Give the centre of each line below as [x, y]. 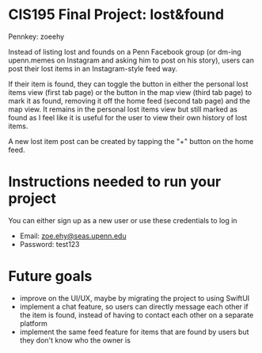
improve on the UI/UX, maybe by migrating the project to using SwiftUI [135, 298]
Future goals [50, 277]
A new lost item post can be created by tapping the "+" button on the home [131, 141]
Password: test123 [50, 244]
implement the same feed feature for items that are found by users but [134, 332]
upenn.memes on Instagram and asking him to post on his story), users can [131, 60]
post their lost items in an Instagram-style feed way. [93, 68]
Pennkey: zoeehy [36, 36]
